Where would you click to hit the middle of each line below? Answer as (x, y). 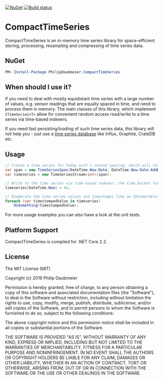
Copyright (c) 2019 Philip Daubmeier (41, 278)
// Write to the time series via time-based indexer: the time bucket (78, 183)
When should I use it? (38, 87)
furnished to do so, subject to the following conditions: (59, 313)
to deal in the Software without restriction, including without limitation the (78, 298)
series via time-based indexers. (36, 119)
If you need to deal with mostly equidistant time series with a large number (80, 99)
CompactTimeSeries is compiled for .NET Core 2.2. (56, 242)
